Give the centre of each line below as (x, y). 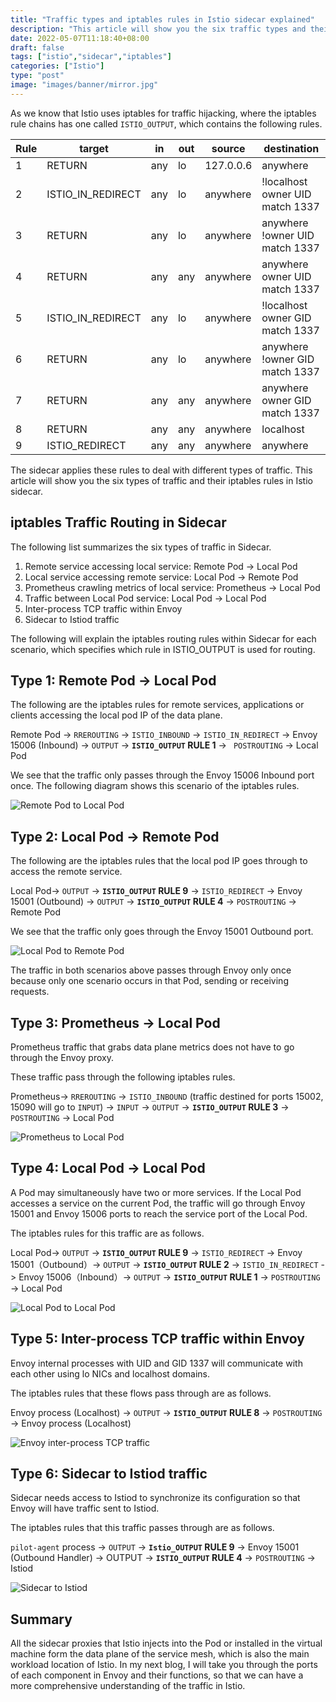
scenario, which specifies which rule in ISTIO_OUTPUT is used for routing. (163, 649)
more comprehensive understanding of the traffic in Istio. (128, 1686)
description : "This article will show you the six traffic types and (158, 29)
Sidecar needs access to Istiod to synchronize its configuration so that (155, 1498)
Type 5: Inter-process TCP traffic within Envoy (157, 1339)
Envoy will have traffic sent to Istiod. (85, 1508)
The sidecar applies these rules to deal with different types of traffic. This (161, 470)
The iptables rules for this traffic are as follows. (107, 1233)
